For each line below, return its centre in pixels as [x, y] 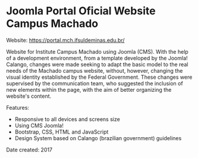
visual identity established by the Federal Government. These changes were [99, 77]
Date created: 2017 [29, 150]
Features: [18, 107]
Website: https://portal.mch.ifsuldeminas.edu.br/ [65, 40]
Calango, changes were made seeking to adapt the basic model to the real [97, 64]
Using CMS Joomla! [39, 125]
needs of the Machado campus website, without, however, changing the [95, 70]
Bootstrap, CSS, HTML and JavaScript [62, 132]
